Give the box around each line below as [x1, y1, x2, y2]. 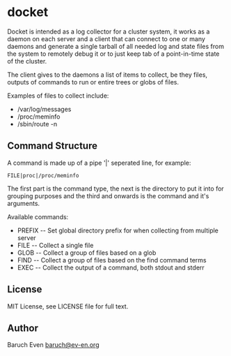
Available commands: [7, 212, 69, 221]
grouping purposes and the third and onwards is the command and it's [7, 191, 209, 200]
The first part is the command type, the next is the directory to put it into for [7, 184, 224, 193]
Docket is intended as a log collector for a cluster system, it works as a [7, 27, 210, 36]
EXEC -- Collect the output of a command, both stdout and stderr [17, 263, 205, 272]
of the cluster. [7, 57, 47, 65]
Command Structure [7, 140, 97, 152]
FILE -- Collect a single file [17, 241, 94, 249]
